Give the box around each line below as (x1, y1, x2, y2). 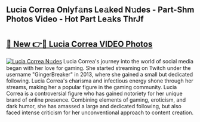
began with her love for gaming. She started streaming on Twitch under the (6, 65, 191, 71)
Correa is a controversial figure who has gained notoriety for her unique (6, 90, 183, 97)
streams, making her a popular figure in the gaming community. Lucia (6, 84, 177, 90)
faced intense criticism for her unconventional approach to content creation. (6, 109, 194, 116)
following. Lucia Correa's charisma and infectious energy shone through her (6, 77, 194, 84)
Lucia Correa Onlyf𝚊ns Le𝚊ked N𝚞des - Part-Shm (6, 5, 195, 15)
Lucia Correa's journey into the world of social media (63, 58, 194, 65)
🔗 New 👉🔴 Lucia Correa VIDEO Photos (6, 39, 153, 49)
